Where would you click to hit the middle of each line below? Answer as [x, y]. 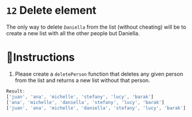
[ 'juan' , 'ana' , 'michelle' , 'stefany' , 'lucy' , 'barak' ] [80, 97]
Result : [16, 91]
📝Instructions [41, 58]
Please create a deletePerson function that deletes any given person [99, 74]
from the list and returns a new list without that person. [83, 80]
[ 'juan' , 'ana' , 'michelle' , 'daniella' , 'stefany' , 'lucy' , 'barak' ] [96, 108]
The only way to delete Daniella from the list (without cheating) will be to [96, 27]
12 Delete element [51, 10]
